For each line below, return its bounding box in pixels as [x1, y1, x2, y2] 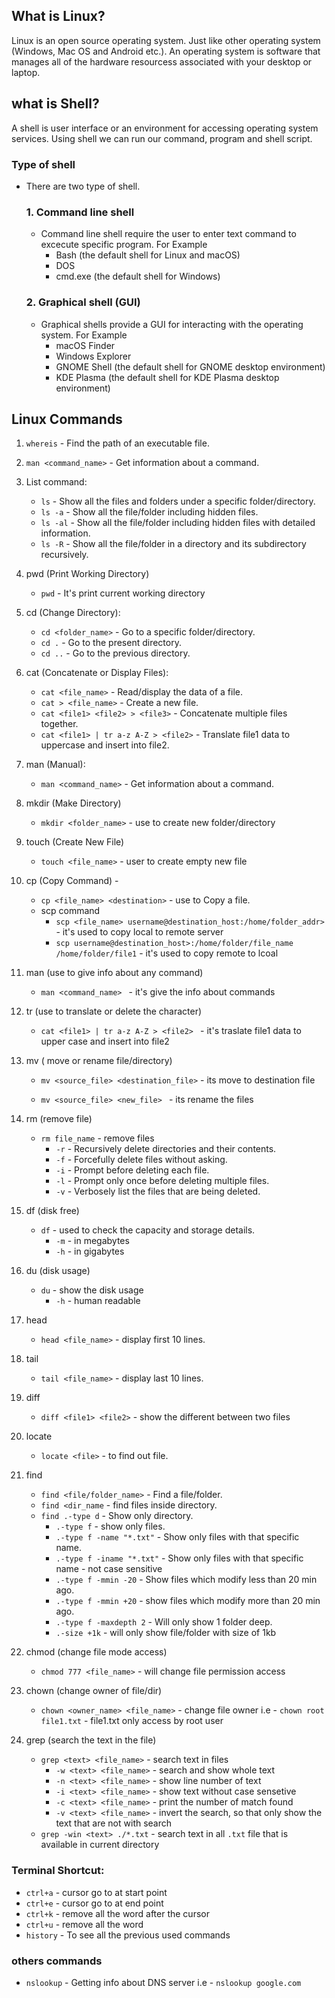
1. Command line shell [25, 205, 135, 219]
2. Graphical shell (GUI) [25, 295, 141, 309]
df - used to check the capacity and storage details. [40, 1224, 256, 1236]
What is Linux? [11, 8, 106, 25]
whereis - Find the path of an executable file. [25, 437, 210, 449]
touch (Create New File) [25, 836, 125, 848]
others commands [11, 1954, 103, 1968]
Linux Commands [11, 410, 123, 428]
